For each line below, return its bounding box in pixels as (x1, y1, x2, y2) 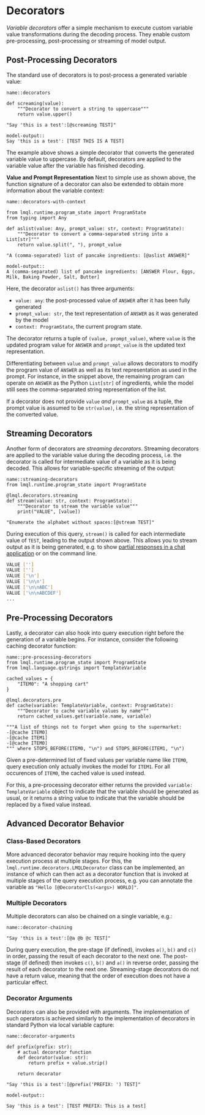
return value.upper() (17, 111, 72, 117)
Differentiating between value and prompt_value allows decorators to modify (6, 359, 198, 367)
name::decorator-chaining (6, 925, 72, 931)
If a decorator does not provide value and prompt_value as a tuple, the (6, 397, 183, 405)
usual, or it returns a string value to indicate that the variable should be (6, 794, 185, 802)
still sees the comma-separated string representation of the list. (6, 385, 167, 393)
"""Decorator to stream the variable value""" (17, 503, 138, 509)
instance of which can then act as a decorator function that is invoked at (6, 870, 189, 878)
